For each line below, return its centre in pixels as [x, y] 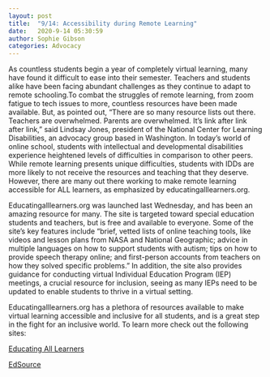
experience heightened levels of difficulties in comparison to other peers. [131, 156]
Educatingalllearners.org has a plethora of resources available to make [126, 307]
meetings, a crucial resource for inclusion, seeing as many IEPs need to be [133, 283]
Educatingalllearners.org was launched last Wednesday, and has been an [131, 206]
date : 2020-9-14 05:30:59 [56, 31]
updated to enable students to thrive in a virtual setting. [101, 292]
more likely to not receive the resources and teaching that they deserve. [129, 173]
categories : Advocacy [45, 46]
